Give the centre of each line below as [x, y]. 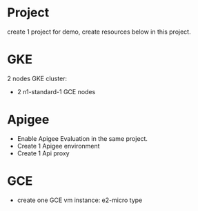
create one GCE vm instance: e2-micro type [80, 200]
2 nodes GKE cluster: [37, 78]
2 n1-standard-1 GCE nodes [56, 91]
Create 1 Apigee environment [58, 146]
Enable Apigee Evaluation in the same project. [82, 138]
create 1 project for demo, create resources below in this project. [99, 32]
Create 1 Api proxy [43, 153]
